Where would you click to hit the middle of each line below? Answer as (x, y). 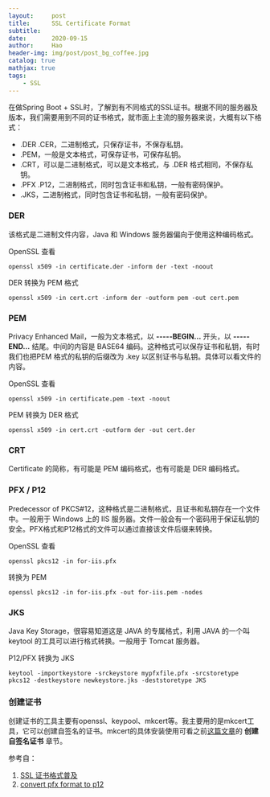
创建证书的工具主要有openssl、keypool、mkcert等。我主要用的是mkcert (128, 721)
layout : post (37, 16)
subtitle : (25, 31)
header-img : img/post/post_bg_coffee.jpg (79, 53)
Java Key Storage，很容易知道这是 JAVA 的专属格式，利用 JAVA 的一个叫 (129, 631)
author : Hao (35, 46)
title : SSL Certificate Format (70, 23)
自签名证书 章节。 (37, 742)
